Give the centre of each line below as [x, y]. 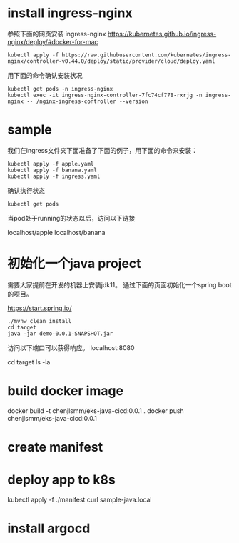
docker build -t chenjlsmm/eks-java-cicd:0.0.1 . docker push [96, 410]
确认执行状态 [26, 190]
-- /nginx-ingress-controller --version [87, 101]
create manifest [55, 447]
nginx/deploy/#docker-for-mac [53, 41]
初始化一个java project [74, 264]
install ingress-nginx [70, 13]
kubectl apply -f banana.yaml [52, 170]
